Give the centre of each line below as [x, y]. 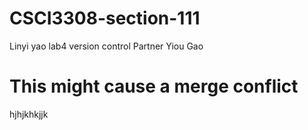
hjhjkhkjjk [29, 114]
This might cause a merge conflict [154, 86]
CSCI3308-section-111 [105, 18]
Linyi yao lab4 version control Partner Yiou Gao [106, 46]
